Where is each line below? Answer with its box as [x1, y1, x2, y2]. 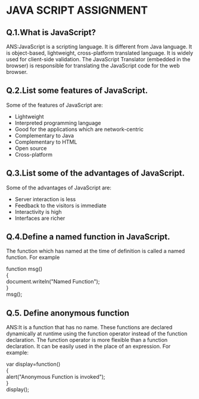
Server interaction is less [14, 195, 76, 202]
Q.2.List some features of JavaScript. [6, 86, 148, 96]
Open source [14, 144, 47, 152]
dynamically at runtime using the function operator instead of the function [6, 330, 188, 337]
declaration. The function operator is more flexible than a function [6, 336, 168, 344]
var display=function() [6, 361, 61, 368]
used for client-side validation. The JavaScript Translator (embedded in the [6, 56, 191, 63]
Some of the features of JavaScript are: [6, 101, 103, 108]
